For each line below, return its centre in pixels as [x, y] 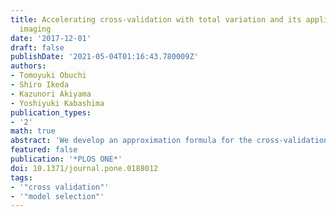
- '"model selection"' [57, 196]
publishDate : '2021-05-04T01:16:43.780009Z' [104, 57]
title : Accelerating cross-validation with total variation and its [156, 19]
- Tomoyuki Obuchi [48, 76]
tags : [21, 177]
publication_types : [51, 112]
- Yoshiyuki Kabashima [57, 103]
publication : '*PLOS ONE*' [66, 159]
